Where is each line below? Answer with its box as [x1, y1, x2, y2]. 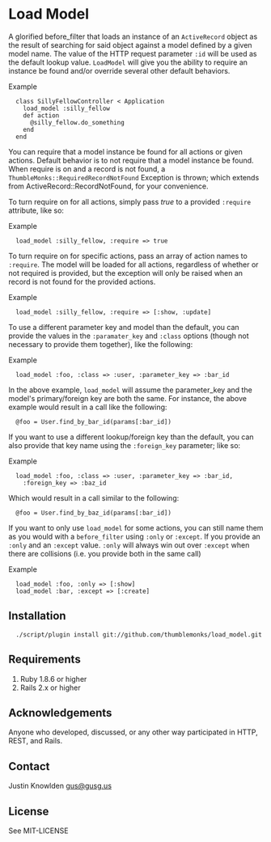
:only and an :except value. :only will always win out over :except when [8, 539, 250, 550]
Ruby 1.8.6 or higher [19, 674, 87, 683]
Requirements [8, 653, 81, 666]
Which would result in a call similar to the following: [8, 493, 180, 502]
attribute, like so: [8, 205, 65, 215]
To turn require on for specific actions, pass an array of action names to [8, 251, 248, 260]
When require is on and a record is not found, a [8, 163, 166, 174]
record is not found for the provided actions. [8, 277, 156, 286]
